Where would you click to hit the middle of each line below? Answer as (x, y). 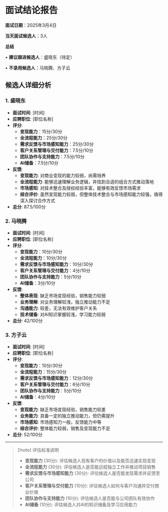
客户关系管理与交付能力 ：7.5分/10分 (56, 150)
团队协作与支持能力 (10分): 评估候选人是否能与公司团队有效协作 (90, 498)
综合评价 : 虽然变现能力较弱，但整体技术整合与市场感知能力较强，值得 (91, 194)
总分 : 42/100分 (27, 321)
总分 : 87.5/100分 (29, 207)
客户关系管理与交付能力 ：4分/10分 (55, 270)
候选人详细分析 (28, 85)
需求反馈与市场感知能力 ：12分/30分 (56, 378)
